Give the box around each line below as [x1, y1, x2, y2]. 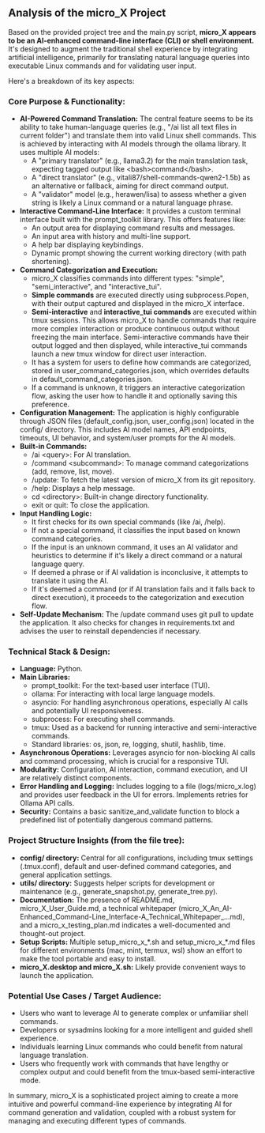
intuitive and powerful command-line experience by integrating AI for [8, 1099, 233, 1108]
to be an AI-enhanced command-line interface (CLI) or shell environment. [8, 36, 255, 45]
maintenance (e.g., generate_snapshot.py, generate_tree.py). [19, 886, 218, 896]
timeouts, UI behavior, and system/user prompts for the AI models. [19, 433, 237, 443]
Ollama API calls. [19, 799, 75, 808]
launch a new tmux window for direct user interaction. [31, 349, 207, 359]
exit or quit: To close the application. [31, 500, 150, 510]
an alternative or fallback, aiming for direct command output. [31, 181, 229, 191]
